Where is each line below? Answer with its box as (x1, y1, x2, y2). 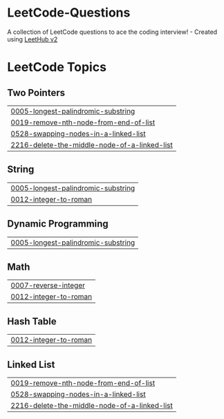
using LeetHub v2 (7, 35, 58, 43)
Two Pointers (7, 86, 66, 98)
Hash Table (7, 315, 57, 327)
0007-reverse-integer (10, 281, 85, 290)
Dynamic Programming (7, 218, 109, 230)
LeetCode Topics (7, 59, 107, 75)
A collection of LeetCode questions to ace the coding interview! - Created (7, 28, 218, 36)
